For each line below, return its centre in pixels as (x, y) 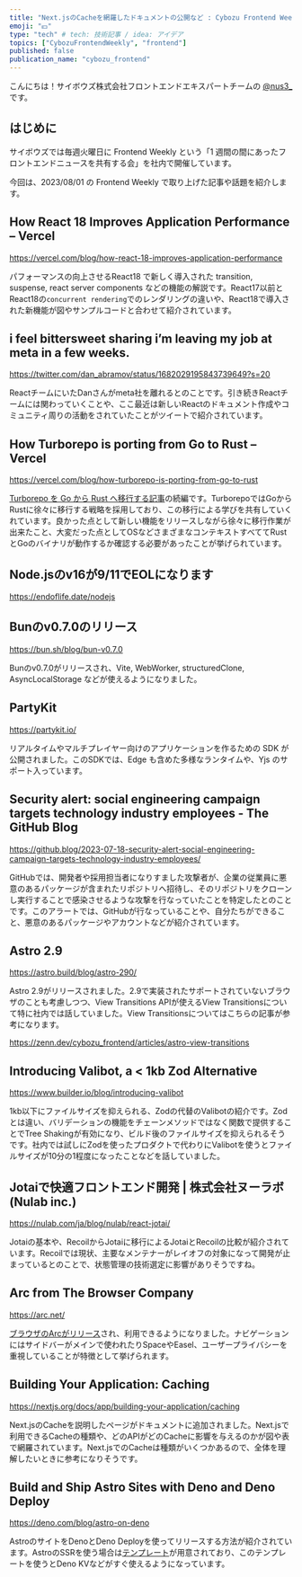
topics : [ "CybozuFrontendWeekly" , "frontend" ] (98, 43)
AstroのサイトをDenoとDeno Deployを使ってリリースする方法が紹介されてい (151, 1541)
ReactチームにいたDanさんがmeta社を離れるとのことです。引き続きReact (145, 393)
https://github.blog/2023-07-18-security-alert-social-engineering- (132, 849)
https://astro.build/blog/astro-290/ (73, 972)
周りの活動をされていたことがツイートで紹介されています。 (158, 415)
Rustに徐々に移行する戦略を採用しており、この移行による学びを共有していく (151, 509)
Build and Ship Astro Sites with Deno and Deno (142, 1487)
